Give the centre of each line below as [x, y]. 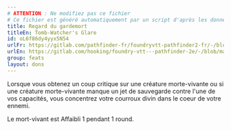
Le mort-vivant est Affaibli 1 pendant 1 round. [70, 119]
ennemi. [19, 105]
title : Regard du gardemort [47, 26]
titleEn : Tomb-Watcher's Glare [52, 32]
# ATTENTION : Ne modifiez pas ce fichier [69, 13]
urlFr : [16, 45]
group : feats [26, 58]
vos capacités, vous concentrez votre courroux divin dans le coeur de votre [114, 98]
